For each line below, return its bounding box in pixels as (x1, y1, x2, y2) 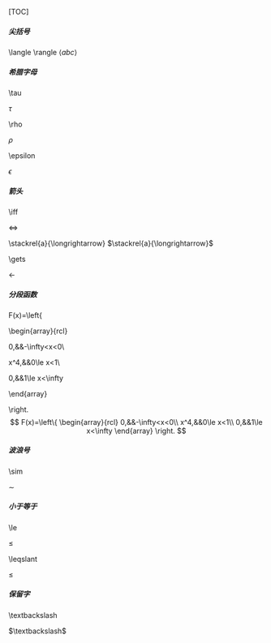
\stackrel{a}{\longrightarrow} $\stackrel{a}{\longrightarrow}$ (8, 238, 213, 248)
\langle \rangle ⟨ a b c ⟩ (8, 47, 78, 57)
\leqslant (8, 554, 38, 564)
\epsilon (8, 150, 36, 161)
